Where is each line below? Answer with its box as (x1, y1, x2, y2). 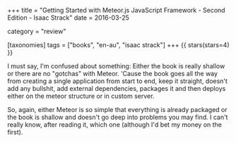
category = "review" (7, 27, 66, 35)
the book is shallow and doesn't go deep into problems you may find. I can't (7, 113, 228, 121)
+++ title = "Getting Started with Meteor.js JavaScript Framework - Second (7, 6, 225, 14)
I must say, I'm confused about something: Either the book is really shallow (7, 62, 225, 70)
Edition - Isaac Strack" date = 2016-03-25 (7, 13, 129, 22)
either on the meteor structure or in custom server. (7, 92, 155, 100)
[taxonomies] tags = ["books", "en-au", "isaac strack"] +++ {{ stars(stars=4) (7, 41, 230, 49)
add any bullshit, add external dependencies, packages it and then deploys (7, 85, 226, 92)
